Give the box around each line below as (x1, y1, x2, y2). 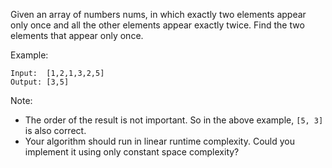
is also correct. (24, 125, 87, 136)
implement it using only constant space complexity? (24, 146, 240, 158)
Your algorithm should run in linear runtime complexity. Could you (24, 135, 296, 147)
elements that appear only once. (10, 30, 144, 41)
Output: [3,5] (10, 77, 70, 87)
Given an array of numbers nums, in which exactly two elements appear (10, 9, 307, 20)
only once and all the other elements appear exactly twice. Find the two (10, 19, 305, 31)
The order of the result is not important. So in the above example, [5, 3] (24, 114, 324, 126)
